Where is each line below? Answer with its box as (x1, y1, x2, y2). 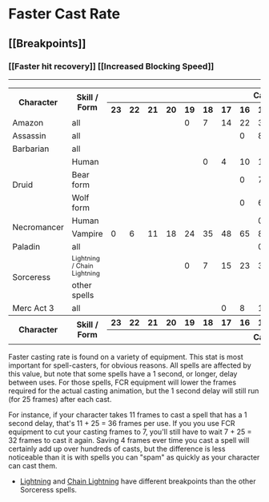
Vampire (71, 228, 103, 239)
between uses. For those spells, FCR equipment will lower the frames (8, 377, 237, 387)
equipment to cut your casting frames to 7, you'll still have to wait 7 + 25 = (8, 427, 252, 436)
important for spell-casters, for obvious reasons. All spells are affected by (8, 361, 252, 370)
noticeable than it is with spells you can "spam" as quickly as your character (8, 452, 260, 462)
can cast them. (8, 460, 58, 470)
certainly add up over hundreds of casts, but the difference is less (8, 444, 226, 453)
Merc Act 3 (12, 302, 54, 313)
